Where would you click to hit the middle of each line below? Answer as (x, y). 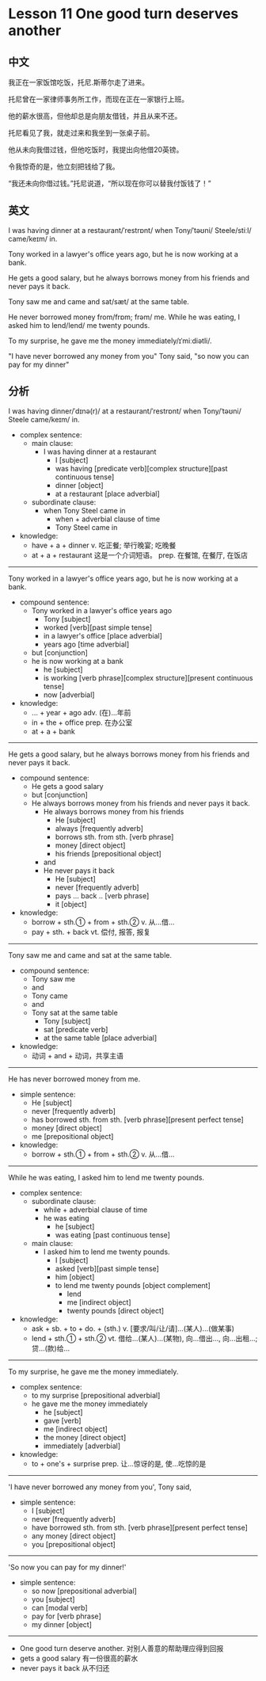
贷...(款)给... (51, 1348)
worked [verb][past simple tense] (98, 627)
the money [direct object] (85, 1437)
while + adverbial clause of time (95, 1210)
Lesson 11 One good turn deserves (123, 14)
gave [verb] (62, 1420)
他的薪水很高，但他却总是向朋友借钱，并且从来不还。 (95, 116)
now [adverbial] (69, 695)
